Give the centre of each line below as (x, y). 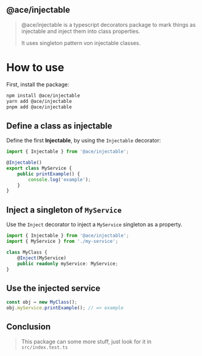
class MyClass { (27, 252)
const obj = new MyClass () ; (42, 302)
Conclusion (29, 327)
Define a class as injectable (59, 126)
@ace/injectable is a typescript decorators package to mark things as (108, 24)
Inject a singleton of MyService (64, 210)
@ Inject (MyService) (42, 258)
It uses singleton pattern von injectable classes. (81, 43)
